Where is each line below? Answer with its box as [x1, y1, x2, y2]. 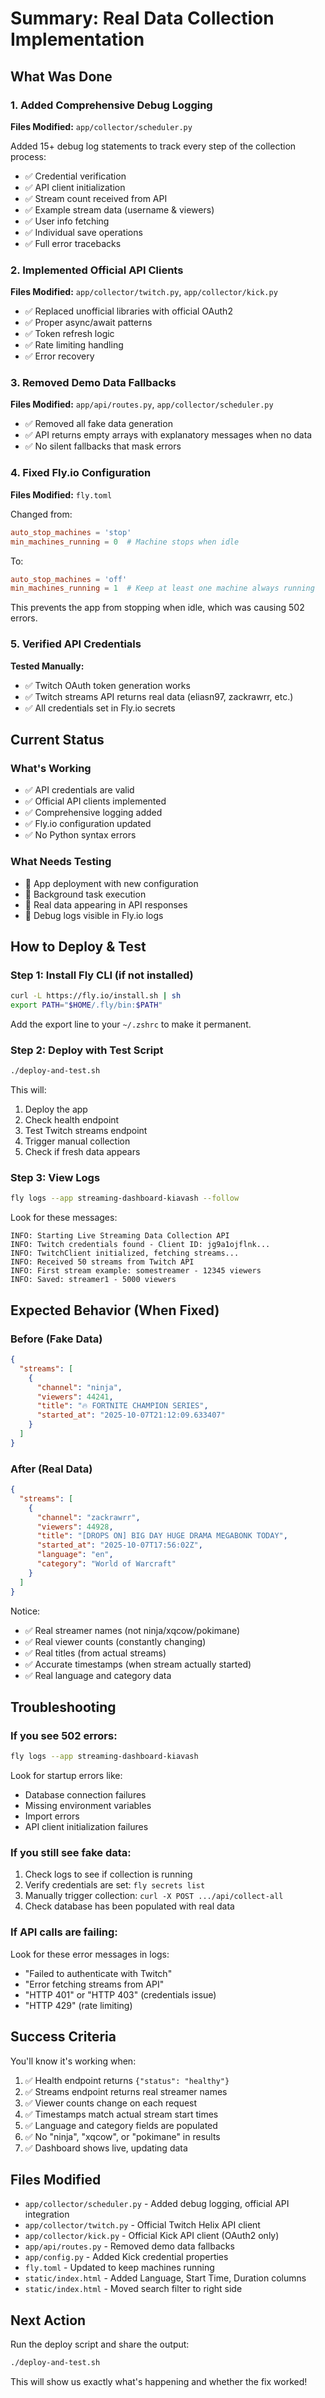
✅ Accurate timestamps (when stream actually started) [24, 1658, 252, 1670]
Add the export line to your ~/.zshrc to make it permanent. [10, 1018, 252, 1030]
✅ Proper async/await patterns [24, 317, 153, 329]
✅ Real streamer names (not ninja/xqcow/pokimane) [24, 1624, 241, 1636]
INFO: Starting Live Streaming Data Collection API [10, 1231, 230, 1241]
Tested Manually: [10, 660, 85, 672]
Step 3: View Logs [10, 1171, 101, 1185]
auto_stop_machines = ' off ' [10, 574, 128, 584]
